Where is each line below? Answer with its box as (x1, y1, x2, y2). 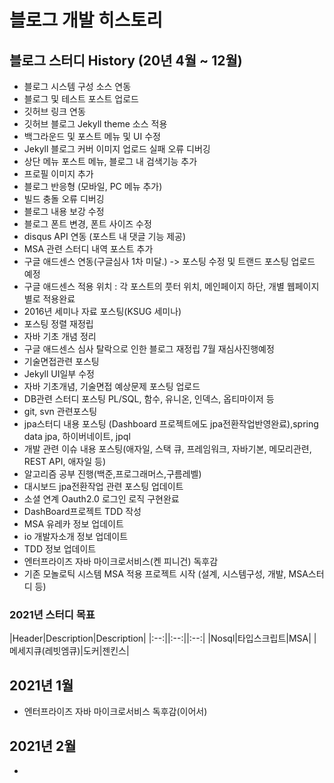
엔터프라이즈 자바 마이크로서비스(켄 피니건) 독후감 (23, 556, 219, 567)
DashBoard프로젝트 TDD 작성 (23, 506, 142, 517)
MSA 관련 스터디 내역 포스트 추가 (23, 243, 154, 255)
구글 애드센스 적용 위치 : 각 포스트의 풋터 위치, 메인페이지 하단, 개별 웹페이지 (23, 281, 320, 292)
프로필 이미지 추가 (23, 168, 94, 180)
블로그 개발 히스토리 (9, 9, 164, 32)
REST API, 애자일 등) (23, 456, 107, 467)
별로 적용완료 (23, 293, 76, 305)
